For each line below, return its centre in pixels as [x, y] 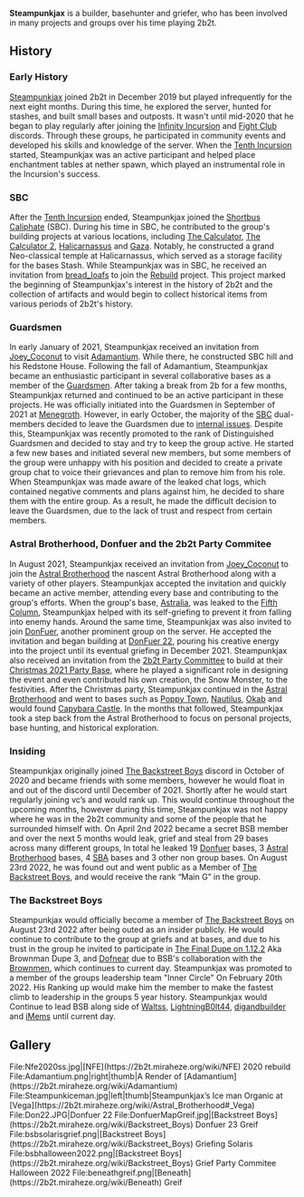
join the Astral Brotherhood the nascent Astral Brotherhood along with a [143, 573]
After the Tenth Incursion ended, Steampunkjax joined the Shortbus [135, 217]
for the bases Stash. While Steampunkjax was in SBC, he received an [138, 265]
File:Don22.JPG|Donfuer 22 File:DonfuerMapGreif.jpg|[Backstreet [132, 1114]
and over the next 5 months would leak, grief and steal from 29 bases [139, 838]
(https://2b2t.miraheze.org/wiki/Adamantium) [94, 1085]
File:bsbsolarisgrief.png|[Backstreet [76, 1134]
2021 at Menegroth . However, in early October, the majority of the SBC [141, 414]
